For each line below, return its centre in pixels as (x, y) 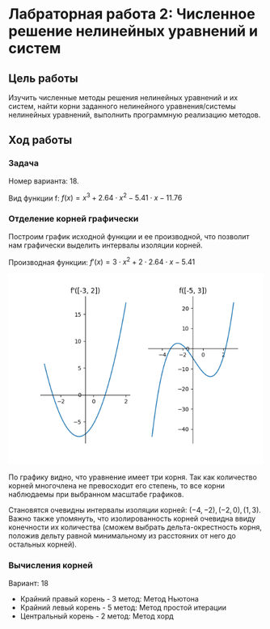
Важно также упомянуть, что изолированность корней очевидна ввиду (132, 519)
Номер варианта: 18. (44, 181)
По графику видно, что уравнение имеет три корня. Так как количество (133, 477)
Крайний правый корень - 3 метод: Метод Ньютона (110, 598)
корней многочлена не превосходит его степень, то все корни (116, 486)
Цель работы (43, 78)
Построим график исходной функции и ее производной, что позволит (129, 236)
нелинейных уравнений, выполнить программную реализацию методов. (135, 115)
